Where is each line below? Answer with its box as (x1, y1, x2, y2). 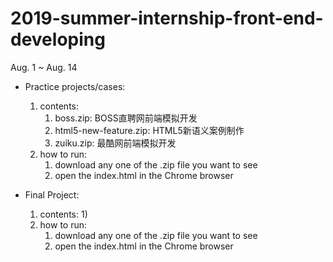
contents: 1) (39, 208, 88, 220)
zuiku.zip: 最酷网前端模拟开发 (54, 137, 177, 149)
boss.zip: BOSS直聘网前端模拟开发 (54, 112, 198, 124)
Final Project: (24, 188, 80, 201)
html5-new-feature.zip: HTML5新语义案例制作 (54, 124, 245, 136)
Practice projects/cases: (24, 80, 126, 92)
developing (10, 28, 106, 51)
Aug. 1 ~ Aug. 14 (10, 61, 78, 73)
